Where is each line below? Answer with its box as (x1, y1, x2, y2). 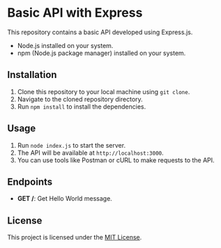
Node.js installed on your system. (17, 41, 114, 49)
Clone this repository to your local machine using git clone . (17, 87, 190, 95)
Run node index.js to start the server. (17, 141, 126, 149)
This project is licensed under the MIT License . (7, 233, 142, 242)
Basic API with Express (7, 5, 143, 21)
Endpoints (7, 176, 53, 187)
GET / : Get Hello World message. (17, 194, 113, 203)
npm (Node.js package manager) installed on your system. (17, 49, 186, 57)
